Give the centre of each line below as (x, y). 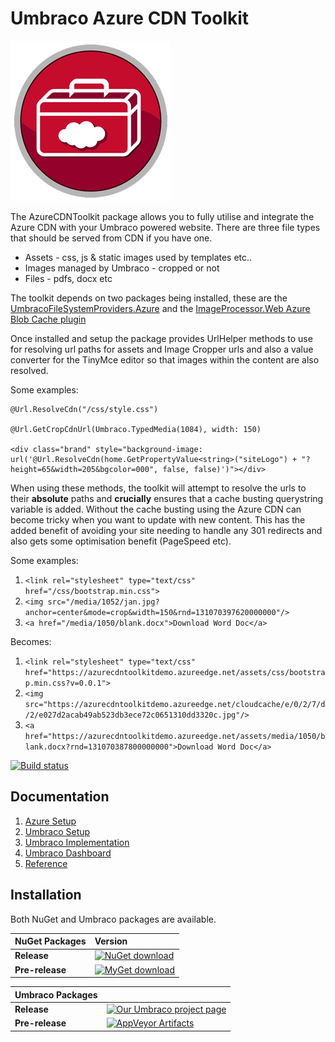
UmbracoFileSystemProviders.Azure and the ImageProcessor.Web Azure (160, 308)
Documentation (60, 797)
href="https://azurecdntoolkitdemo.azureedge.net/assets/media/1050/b (175, 736)
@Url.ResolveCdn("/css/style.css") (84, 409)
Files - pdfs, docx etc (68, 278)
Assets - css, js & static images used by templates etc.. (138, 257)
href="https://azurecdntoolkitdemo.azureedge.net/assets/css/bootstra (175, 672)
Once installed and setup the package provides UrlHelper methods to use (161, 338)
